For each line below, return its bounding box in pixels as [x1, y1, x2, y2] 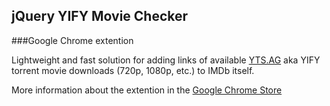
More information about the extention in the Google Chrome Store [11, 84, 283, 96]
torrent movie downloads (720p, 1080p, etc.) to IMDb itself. [11, 64, 255, 76]
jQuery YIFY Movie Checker [11, 8, 189, 25]
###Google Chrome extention [11, 34, 134, 46]
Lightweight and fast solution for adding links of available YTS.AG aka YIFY [11, 54, 321, 66]
